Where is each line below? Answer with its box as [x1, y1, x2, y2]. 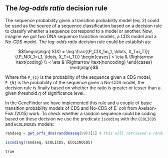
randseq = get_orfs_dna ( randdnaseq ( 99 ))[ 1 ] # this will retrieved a [5, 130, 151, 136]
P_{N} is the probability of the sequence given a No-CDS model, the [5, 79, 144, 85]
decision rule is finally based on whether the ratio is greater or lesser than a [5, 85, 161, 91]
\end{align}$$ [69, 64, 98, 70]
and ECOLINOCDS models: [5, 121, 54, 127]
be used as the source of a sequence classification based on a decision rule [5, 23, 162, 29]
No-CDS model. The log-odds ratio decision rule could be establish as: [5, 39, 151, 45]
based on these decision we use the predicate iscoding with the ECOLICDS [5, 115, 156, 122]
